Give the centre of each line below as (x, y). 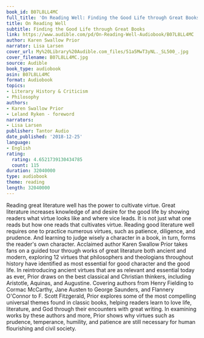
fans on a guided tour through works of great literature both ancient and (96, 250)
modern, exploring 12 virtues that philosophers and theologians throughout (100, 257)
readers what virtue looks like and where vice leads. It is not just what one (99, 218)
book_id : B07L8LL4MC (32, 12)
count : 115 (25, 165)
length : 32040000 (28, 188)
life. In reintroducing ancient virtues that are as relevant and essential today (100, 270)
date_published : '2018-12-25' (45, 137)
